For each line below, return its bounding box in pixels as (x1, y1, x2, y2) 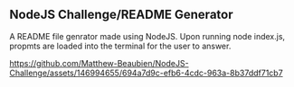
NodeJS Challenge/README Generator (9, 7, 233, 22)
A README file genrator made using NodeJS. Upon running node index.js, (9, 30, 286, 41)
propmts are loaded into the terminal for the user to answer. (9, 40, 232, 51)
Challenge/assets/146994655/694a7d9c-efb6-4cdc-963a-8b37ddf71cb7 (9, 67, 283, 78)
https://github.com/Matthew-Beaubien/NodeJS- (9, 57, 189, 68)
